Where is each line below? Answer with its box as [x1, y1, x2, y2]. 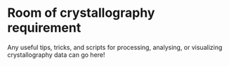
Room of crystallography [7, 5, 155, 21]
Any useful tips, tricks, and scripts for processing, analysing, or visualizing [7, 43, 223, 51]
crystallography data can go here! [7, 51, 105, 59]
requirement [7, 20, 81, 36]
